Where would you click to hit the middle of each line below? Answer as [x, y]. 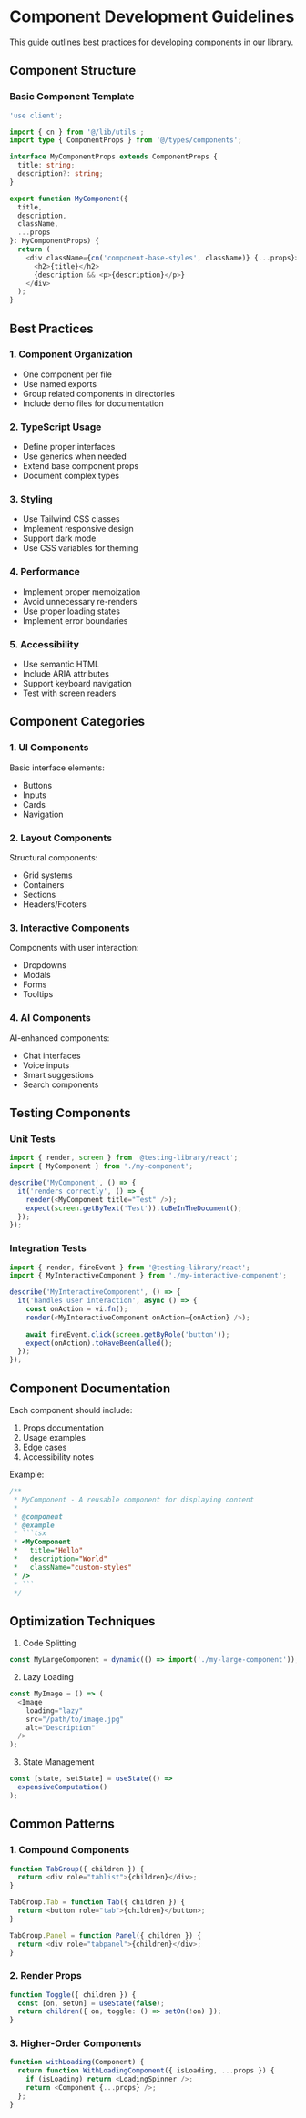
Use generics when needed [75, 456]
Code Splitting [49, 1643]
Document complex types [71, 476]
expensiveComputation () [62, 1787]
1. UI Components [49, 748]
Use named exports [60, 383]
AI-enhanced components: [60, 1038]
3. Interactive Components [70, 928]
